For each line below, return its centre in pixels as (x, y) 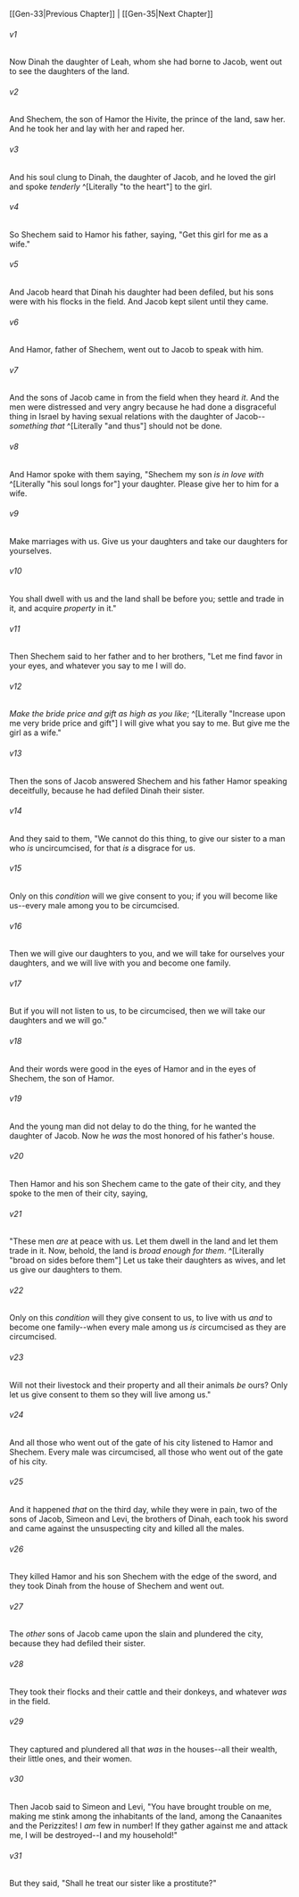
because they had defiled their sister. (77, 1644)
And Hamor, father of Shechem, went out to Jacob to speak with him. (137, 350)
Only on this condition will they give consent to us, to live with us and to (141, 1318)
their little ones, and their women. (71, 1759)
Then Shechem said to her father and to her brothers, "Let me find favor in (146, 657)
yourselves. (30, 551)
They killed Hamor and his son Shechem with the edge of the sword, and (143, 1577)
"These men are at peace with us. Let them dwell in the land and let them (144, 1241)
